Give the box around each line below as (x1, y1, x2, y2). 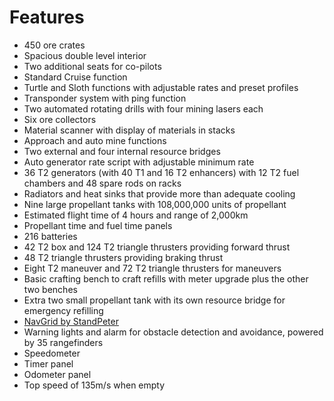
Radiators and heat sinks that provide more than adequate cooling (23, 187, 296, 200)
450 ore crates (23, 39, 86, 51)
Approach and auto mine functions (23, 134, 167, 146)
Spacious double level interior (23, 49, 147, 61)
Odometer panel (23, 368, 92, 380)
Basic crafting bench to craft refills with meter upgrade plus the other (23, 272, 309, 285)
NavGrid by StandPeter (23, 315, 119, 327)
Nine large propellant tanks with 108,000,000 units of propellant (23, 198, 287, 210)
